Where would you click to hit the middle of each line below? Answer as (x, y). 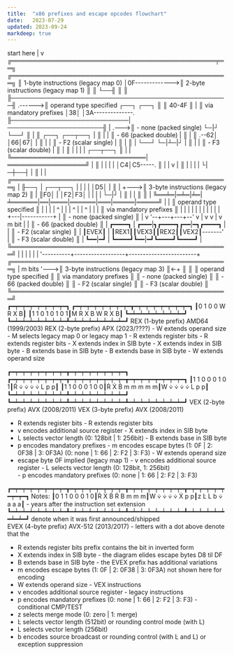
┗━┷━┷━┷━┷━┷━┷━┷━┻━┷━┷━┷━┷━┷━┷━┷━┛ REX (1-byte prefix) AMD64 (108, 321)
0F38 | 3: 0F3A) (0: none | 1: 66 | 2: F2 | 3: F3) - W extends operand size (122, 453)
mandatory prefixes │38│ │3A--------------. (71, 113)
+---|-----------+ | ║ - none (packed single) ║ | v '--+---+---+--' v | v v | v (115, 217)
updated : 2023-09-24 (37, 27)
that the (19, 534)
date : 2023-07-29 (36, 20)
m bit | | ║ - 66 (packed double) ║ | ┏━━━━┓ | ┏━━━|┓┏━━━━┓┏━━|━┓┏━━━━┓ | (117, 224)
